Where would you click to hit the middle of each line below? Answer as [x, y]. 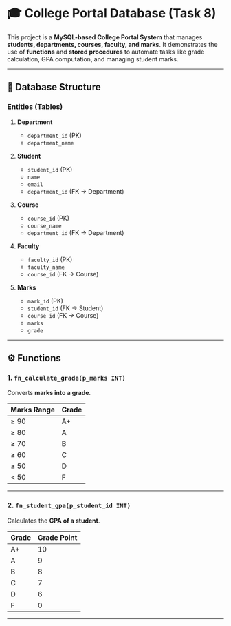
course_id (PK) [48, 218]
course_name [44, 226]
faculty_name [46, 267]
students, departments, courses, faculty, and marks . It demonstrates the [112, 44]
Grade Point [57, 537]
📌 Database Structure [54, 87]
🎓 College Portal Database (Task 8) [112, 13]
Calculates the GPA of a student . [54, 521]
